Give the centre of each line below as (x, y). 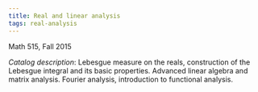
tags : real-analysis (43, 23)
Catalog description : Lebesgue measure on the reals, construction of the (129, 62)
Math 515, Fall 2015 (40, 46)
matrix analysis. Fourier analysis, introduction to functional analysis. (121, 79)
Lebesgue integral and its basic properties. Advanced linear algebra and (128, 70)
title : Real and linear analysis (64, 16)
